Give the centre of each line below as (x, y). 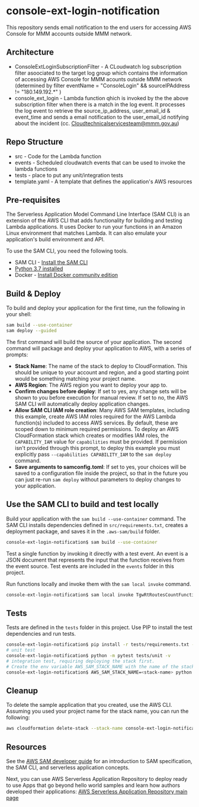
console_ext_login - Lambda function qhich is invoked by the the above (102, 98)
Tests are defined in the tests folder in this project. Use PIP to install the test (99, 627)
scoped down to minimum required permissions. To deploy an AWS (97, 429)
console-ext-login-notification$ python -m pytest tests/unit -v (88, 656)
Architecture (30, 52)
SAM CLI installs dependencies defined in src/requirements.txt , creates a (97, 525)
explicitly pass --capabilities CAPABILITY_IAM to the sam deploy (93, 454)
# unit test (21, 650)
